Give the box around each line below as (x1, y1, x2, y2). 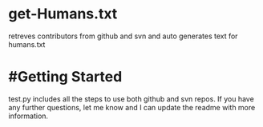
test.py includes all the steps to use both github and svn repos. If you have (8, 93, 254, 104)
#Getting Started (8, 68, 123, 86)
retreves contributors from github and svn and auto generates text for (8, 31, 238, 41)
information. (8, 111, 49, 121)
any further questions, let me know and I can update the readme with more (8, 102, 256, 112)
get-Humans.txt (8, 5, 118, 23)
